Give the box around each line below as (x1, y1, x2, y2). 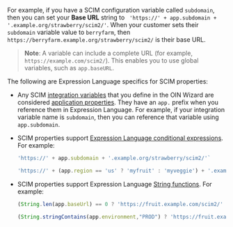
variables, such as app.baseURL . (24, 64, 115, 72)
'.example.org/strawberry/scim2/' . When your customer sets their (7, 21, 200, 29)
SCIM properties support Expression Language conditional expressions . (17, 134, 224, 142)
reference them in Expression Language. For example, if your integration (17, 106, 225, 113)
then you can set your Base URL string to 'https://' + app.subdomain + (7, 13, 217, 22)
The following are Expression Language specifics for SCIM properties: (7, 77, 209, 86)
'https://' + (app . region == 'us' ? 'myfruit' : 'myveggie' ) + (17, 167, 205, 174)
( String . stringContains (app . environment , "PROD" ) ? (17, 213, 168, 220)
